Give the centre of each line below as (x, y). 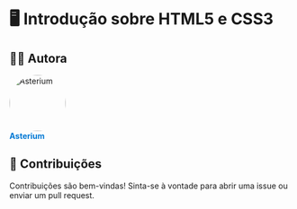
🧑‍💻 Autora (38, 58)
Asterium (27, 136)
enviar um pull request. (52, 195)
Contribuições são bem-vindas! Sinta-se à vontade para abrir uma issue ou (148, 186)
